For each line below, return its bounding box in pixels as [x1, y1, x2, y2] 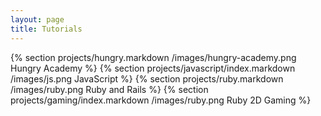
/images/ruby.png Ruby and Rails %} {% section [10, 83, 209, 95]
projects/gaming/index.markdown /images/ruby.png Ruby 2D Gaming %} [10, 94, 312, 106]
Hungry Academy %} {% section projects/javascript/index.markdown [10, 62, 296, 74]
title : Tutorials [10, 24, 83, 34]
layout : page [10, 14, 65, 25]
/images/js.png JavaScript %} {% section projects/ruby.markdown [10, 72, 284, 85]
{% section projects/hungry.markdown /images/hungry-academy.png [10, 51, 297, 63]
